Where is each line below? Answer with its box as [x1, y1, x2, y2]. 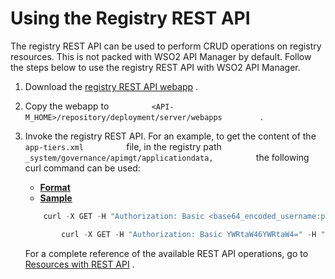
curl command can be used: [24, 162, 141, 174]
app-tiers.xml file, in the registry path [24, 140, 222, 152]
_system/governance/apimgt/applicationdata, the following [24, 151, 310, 163]
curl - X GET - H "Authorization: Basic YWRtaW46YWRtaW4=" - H [61, 229, 317, 239]
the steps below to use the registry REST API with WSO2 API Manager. [10, 61, 301, 73]
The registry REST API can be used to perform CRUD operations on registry [10, 40, 322, 52]
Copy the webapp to [24, 100, 110, 112]
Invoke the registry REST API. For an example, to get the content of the [24, 130, 317, 142]
